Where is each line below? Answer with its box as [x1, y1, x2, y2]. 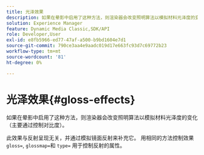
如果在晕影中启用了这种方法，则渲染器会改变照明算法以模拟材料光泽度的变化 [6, 114, 198, 121]
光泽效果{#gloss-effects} [6, 93, 135, 107]
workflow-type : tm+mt [6, 48, 61, 54]
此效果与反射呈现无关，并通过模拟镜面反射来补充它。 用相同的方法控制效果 [6, 134, 194, 142]
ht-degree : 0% [6, 59, 42, 65]
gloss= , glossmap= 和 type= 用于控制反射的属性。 [6, 142, 126, 149]
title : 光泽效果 [6, 8, 44, 15]
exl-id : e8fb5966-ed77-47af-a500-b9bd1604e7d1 [6, 37, 126, 43]
